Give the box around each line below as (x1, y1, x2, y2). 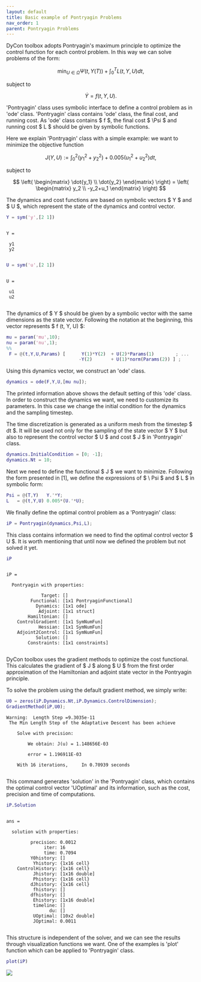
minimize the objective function (6, 141, 84, 148)
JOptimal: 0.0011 (32, 918, 77, 924)
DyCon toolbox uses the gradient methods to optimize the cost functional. (6, 656, 189, 663)
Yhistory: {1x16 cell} (32, 861, 90, 867)
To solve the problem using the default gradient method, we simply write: (6, 686, 187, 694)
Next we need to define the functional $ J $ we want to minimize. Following (6, 468, 193, 475)
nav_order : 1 (6, 20, 39, 26)
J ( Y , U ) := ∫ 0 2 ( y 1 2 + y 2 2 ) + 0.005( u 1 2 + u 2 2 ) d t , (44, 153, 157, 162)
